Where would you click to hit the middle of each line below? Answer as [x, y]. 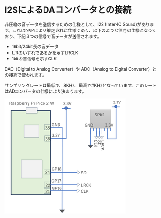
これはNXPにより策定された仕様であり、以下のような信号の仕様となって [84, 30]
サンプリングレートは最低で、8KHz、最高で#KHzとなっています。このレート [81, 85]
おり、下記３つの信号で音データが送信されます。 [53, 36]
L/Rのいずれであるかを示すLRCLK [45, 52]
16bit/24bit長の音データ [35, 46]
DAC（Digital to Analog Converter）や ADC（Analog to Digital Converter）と [80, 69]
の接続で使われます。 [25, 75]
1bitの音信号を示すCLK [34, 58]
